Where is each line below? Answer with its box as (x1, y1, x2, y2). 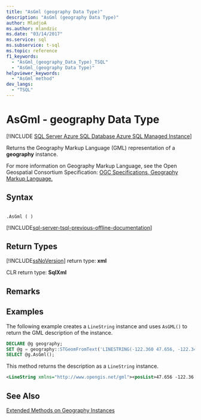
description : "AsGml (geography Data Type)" (6, 14, 119, 20)
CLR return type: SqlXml (6, 269, 67, 276)
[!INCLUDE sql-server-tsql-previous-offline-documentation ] (6, 224, 153, 231)
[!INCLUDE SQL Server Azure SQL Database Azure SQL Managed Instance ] (6, 133, 193, 140)
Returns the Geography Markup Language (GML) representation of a (6, 144, 175, 151)
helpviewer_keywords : (6, 70, 60, 76)
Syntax (6, 193, 33, 203)
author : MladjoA (6, 20, 47, 26)
